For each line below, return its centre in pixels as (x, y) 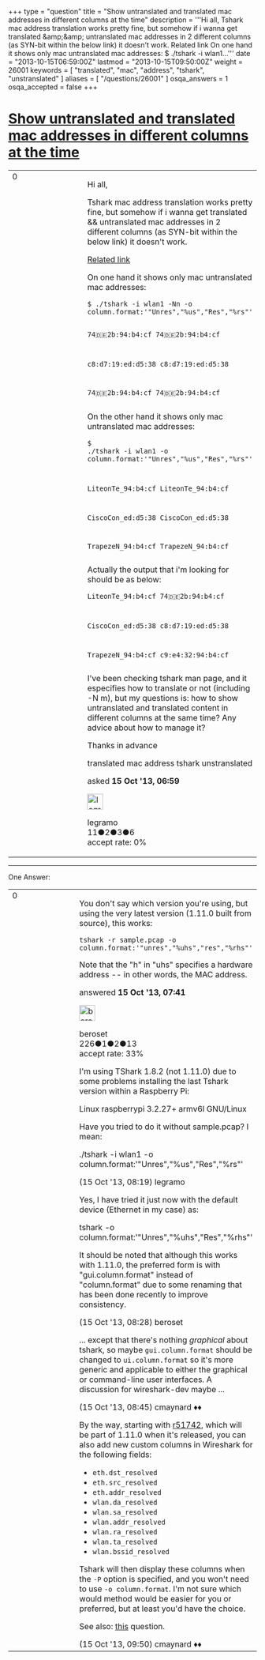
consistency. (103, 1304)
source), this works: (116, 924)
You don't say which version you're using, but (164, 904)
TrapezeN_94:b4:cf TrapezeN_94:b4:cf (158, 547)
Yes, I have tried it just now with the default (159, 1200)
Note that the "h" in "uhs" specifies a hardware (166, 965)
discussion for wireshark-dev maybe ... (152, 1390)
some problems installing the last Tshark (154, 1082)
